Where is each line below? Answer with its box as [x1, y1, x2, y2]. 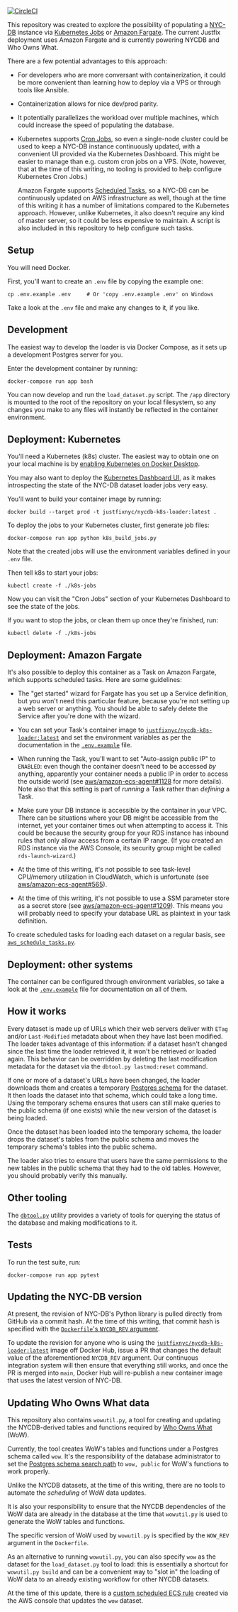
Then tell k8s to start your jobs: [7, 568, 98, 577]
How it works [7, 1005, 67, 1017]
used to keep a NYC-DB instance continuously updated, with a [17, 142, 200, 151]
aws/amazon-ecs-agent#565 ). [17, 880, 108, 889]
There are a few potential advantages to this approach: [7, 57, 168, 65]
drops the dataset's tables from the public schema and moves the [7, 1135, 200, 1143]
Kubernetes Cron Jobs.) [17, 173, 88, 180]
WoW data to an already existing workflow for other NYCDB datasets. [7, 1575, 210, 1584]
